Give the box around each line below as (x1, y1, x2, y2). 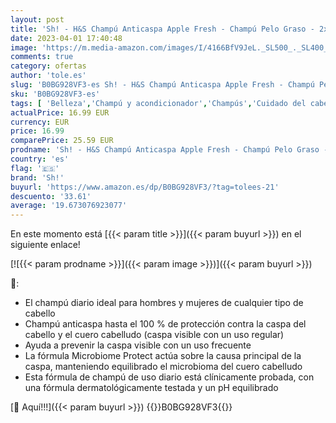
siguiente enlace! (10, 239, 81, 251)
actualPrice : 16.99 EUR (10, 107, 110, 118)
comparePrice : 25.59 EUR (10, 136, 114, 146)
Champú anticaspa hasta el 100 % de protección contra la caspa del (24, 318, 307, 330)
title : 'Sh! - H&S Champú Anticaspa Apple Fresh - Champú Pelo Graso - (10, 24, 315, 34)
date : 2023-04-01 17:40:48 (10, 33, 123, 43)
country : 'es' (10, 154, 70, 164)
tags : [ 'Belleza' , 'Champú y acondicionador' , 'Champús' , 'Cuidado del (10, 98, 307, 108)
